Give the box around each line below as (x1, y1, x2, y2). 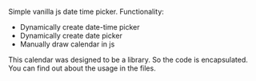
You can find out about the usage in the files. (8, 63, 156, 73)
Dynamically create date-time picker (19, 22, 140, 31)
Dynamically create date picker (19, 31, 122, 40)
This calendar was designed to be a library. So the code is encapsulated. (8, 55, 248, 64)
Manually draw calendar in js (19, 39, 115, 49)
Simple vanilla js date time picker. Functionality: (8, 7, 164, 16)
